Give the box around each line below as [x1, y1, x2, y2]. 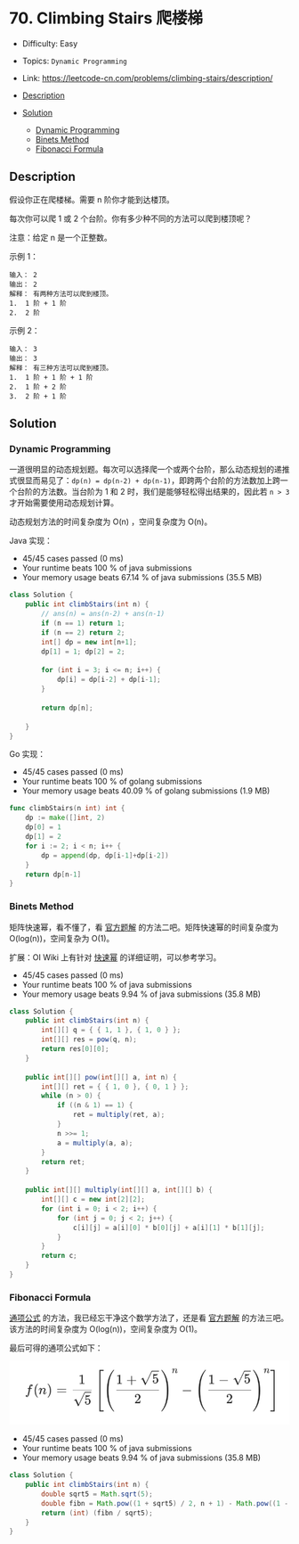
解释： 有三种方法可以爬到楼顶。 [9, 363, 113, 373]
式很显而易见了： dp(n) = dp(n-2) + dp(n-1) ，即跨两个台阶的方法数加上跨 [9, 475, 280, 486]
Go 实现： [9, 749, 46, 760]
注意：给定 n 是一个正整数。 [9, 232, 113, 242]
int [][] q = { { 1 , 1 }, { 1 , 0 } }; [41, 1026, 182, 1035]
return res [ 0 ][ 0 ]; [41, 1045, 109, 1054]
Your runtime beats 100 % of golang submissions [21, 776, 203, 787]
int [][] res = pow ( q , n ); [41, 1035, 138, 1044]
